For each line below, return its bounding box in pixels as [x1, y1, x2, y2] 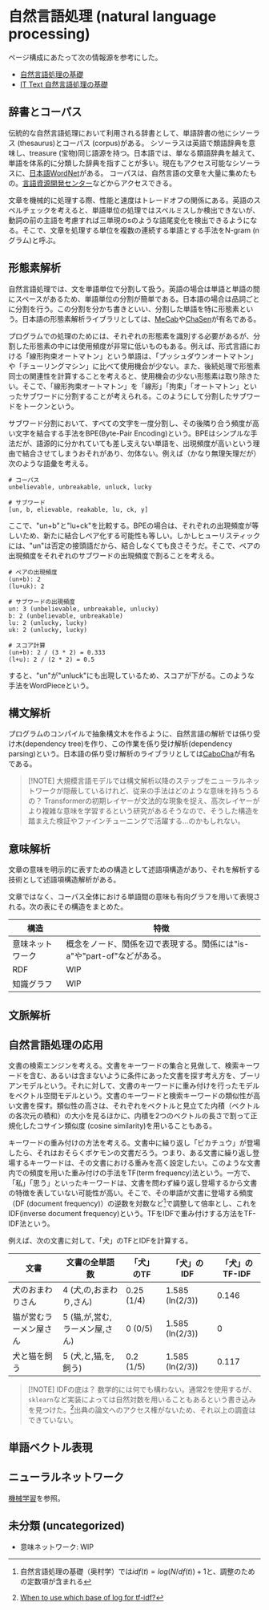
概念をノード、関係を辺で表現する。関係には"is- [66, 939, 250, 950]
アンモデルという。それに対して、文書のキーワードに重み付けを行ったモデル [8, 1081, 260, 1091]
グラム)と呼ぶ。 [8, 235, 60, 245]
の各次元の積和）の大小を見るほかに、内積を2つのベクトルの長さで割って [8, 1111, 251, 1121]
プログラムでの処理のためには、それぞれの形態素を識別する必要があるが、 [8, 331, 254, 341]
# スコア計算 [8, 641, 46, 650]
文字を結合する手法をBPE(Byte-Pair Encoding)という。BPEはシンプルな [14, 428, 251, 438]
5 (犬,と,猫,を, [62, 1351, 114, 1362]
